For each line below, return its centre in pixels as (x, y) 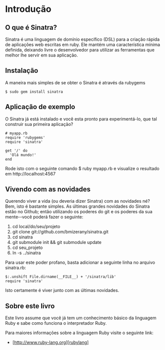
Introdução (28, 9)
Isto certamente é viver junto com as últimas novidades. (62, 291)
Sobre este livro (30, 306)
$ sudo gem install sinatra (34, 92)
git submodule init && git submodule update (57, 242)
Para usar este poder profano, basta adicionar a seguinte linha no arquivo (80, 262)
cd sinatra (23, 237)
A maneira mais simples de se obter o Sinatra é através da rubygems (75, 82)
